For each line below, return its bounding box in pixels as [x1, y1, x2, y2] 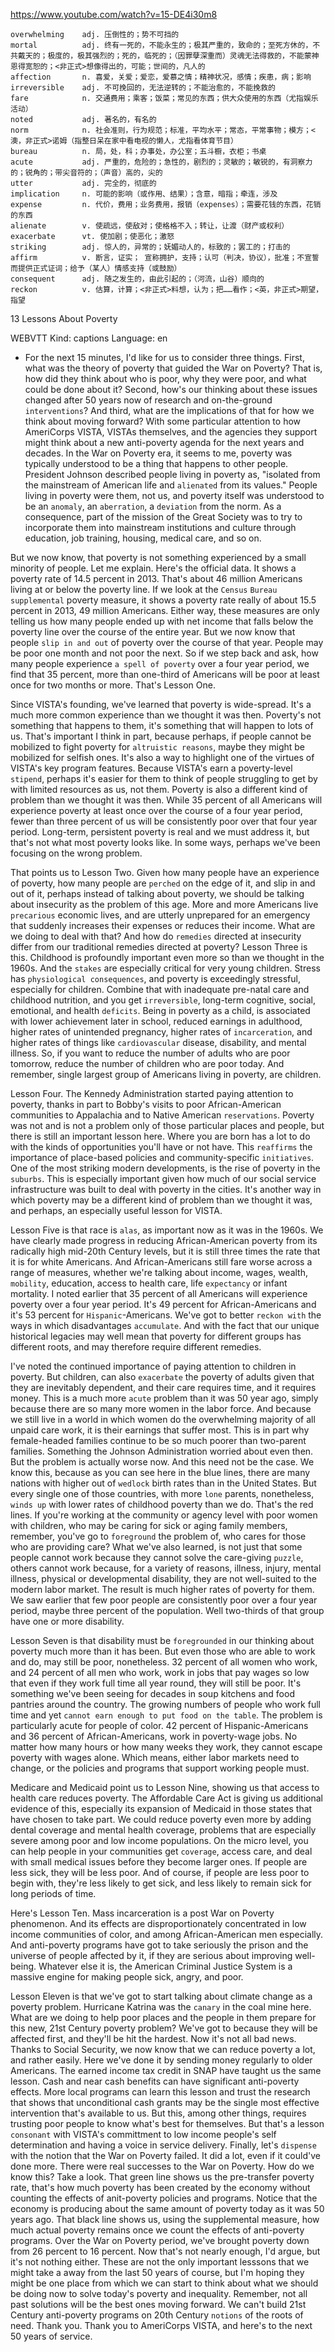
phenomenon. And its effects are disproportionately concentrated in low [10, 1918, 307, 1929]
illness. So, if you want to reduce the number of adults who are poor [10, 1047, 291, 1059]
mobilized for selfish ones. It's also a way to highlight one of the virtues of [10, 752, 315, 763]
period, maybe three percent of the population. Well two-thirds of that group [10, 1605, 325, 1616]
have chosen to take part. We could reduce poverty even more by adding [10, 1814, 312, 1825]
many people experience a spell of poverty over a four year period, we [10, 658, 310, 669]
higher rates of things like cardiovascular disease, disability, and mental [10, 1037, 307, 1048]
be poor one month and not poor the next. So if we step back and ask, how [10, 647, 319, 659]
